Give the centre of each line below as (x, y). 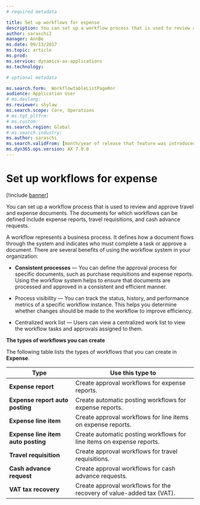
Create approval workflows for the (123, 485)
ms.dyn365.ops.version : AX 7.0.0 (48, 149)
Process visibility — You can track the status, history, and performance (102, 298)
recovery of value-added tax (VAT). (125, 493)
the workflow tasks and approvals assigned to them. (79, 329)
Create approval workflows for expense (131, 383)
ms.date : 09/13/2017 (32, 45)
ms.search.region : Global (38, 127)
